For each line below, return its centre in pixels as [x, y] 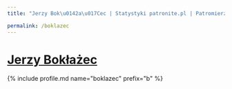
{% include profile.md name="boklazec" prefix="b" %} [85, 79]
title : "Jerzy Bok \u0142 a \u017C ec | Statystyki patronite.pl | [100, 13]
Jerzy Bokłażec [52, 60]
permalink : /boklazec [38, 26]
